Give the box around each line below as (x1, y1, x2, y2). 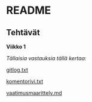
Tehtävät (6, 27, 40, 38)
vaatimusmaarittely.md (6, 89, 62, 96)
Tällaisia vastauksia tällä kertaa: (6, 55, 87, 61)
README (6, 4, 51, 17)
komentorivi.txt (6, 78, 44, 85)
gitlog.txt (6, 66, 29, 73)
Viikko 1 (6, 43, 26, 50)
